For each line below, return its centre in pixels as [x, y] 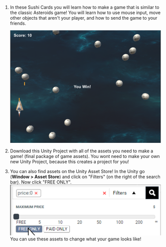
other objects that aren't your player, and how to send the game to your [84, 18]
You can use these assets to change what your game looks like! [75, 239]
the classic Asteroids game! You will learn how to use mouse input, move [85, 13]
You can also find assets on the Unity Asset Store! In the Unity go [77, 172]
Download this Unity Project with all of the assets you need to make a [81, 151]
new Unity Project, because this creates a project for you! [69, 162]
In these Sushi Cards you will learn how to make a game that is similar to [85, 7]
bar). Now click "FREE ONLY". [41, 182]
